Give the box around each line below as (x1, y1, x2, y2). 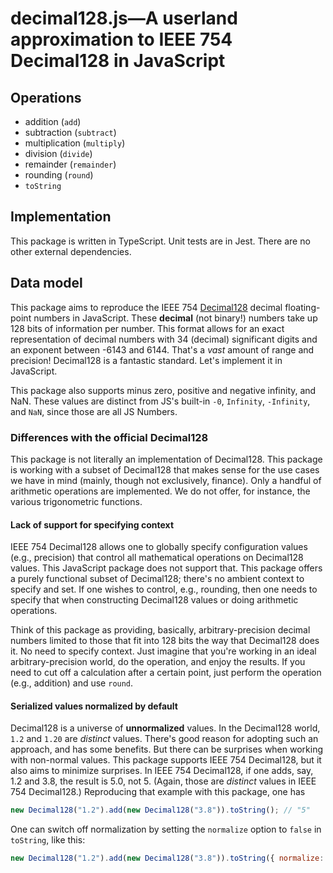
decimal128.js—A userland (10, 7, 238, 30)
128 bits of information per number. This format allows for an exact (10, 322, 285, 334)
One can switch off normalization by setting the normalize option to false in (10, 823, 322, 836)
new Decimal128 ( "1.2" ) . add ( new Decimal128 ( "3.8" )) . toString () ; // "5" (10, 805, 311, 816)
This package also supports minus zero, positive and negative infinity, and (10, 384, 317, 396)
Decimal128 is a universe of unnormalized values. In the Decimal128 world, (10, 722, 321, 734)
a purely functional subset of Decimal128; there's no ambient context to (10, 573, 305, 585)
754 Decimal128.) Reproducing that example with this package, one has (10, 786, 306, 798)
